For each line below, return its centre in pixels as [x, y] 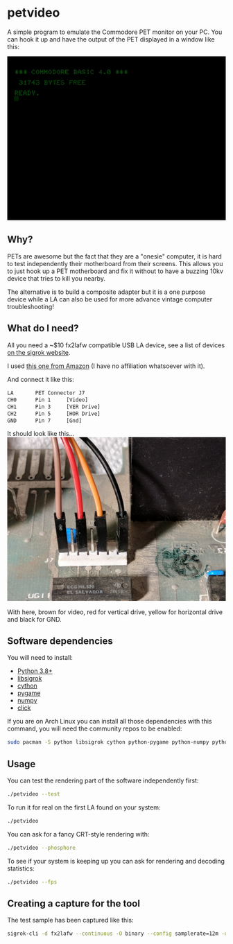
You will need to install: [40, 658]
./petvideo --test [34, 794]
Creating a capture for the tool [74, 903]
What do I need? [43, 328]
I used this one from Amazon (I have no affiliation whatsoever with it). [106, 366]
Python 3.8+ [35, 671]
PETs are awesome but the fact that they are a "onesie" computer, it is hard [114, 256]
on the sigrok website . [39, 352]
